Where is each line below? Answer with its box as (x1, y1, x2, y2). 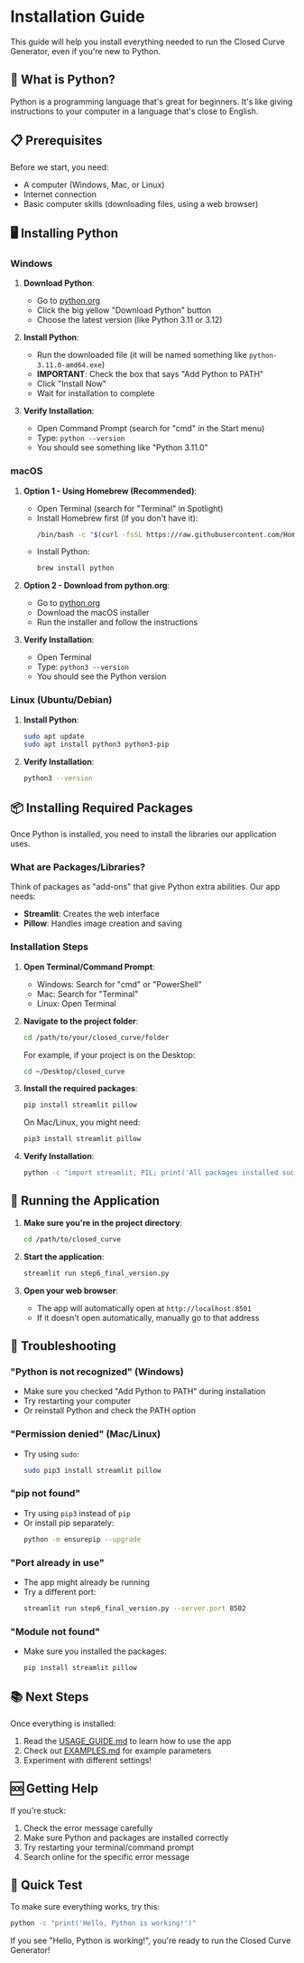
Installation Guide (10, 6, 145, 27)
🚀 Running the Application (10, 1194, 161, 1209)
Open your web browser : (23, 1285, 118, 1296)
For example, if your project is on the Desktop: (23, 1049, 196, 1060)
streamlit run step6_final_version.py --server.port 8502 (23, 1603, 246, 1613)
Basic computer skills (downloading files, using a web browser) (23, 198, 259, 209)
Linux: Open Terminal (36, 997, 116, 1009)
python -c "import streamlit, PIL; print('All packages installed (23, 1168, 279, 1177)
